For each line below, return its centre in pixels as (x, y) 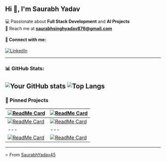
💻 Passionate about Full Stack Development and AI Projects (67, 21)
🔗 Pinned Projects (27, 100)
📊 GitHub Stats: (25, 68)
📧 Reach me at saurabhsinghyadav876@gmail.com (59, 28)
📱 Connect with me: (26, 40)
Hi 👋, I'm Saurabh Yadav (43, 9)
